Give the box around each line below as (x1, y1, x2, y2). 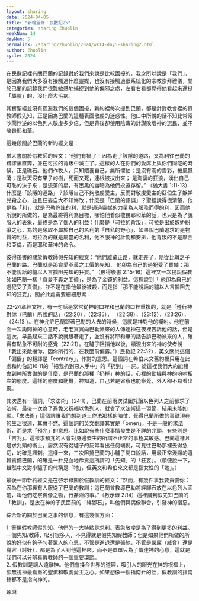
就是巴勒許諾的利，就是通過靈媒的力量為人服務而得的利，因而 (34, 204, 185, 211)
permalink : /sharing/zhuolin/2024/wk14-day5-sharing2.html (6, 42, 155, 48)
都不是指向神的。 (11, 576, 53, 583)
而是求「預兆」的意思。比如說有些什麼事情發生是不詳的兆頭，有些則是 (16, 427, 188, 434)
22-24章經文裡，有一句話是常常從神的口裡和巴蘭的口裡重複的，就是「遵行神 (6, 303, 192, 310)
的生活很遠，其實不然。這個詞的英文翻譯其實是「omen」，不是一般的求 (6, 419, 179, 427)
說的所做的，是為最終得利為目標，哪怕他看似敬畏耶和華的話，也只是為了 (11, 211, 188, 218)
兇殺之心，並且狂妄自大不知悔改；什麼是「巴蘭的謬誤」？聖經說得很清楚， (6, 196, 188, 203)
